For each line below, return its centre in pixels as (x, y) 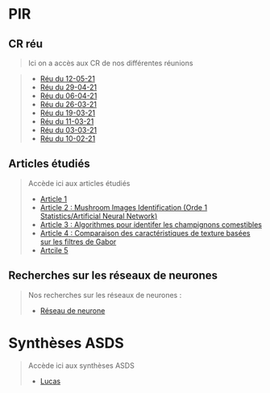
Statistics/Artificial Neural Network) (99, 216)
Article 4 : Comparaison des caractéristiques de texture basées (145, 233)
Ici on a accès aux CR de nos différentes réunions (110, 63)
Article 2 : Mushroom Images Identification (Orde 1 (124, 207)
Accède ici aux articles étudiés (79, 183)
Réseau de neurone (73, 310)
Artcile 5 (54, 250)
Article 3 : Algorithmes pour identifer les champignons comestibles (151, 224)
